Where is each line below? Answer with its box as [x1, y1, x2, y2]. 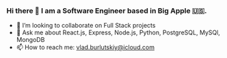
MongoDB [16, 36, 45, 44]
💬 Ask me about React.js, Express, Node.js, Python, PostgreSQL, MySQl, [16, 28, 220, 36]
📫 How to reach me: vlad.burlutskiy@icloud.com [16, 43, 155, 51]
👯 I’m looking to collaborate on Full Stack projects [16, 22, 156, 30]
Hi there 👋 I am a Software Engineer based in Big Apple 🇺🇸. [6, 6, 207, 16]
